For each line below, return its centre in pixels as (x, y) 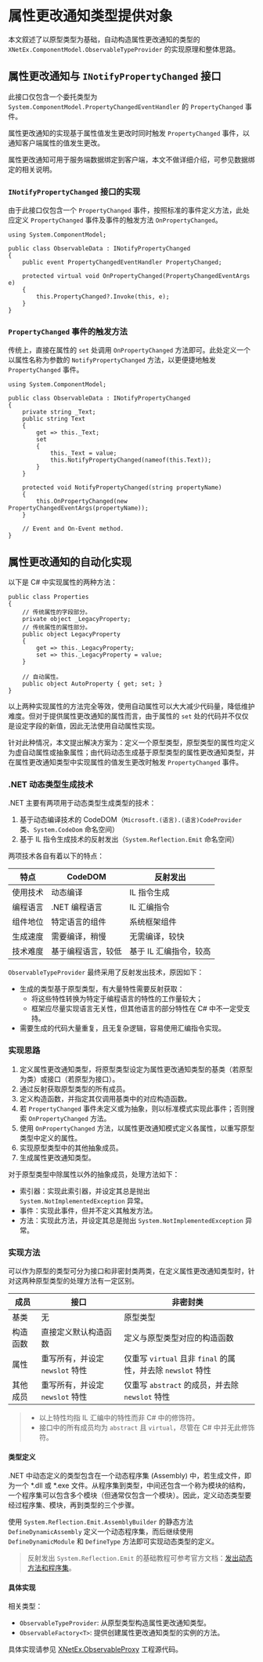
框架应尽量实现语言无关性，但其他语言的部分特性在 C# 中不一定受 (137, 1009)
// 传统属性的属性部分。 (57, 628)
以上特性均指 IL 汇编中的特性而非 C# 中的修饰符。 (119, 1418)
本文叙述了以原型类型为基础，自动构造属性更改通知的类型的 (104, 39)
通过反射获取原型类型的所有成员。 (74, 1089)
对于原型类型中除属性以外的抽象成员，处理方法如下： (94, 1174)
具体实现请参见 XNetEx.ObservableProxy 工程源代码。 (95, 1649)
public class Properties (49, 597)
